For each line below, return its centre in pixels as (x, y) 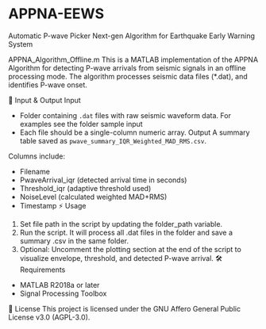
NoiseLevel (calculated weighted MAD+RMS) (93, 197)
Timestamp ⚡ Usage (53, 205)
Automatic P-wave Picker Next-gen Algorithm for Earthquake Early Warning (132, 36)
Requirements (42, 270)
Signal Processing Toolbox (63, 293)
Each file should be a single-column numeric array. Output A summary (135, 132)
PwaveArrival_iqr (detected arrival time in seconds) (103, 180)
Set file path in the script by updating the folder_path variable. (121, 224)
